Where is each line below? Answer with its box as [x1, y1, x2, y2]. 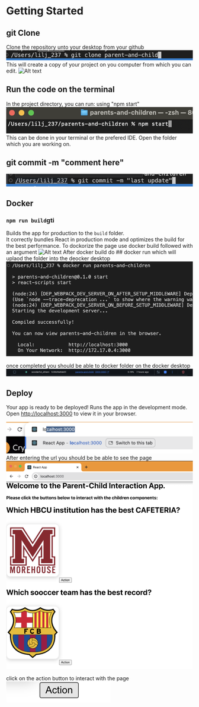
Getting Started [6, 4, 84, 18]
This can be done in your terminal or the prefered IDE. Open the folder [6, 134, 177, 141]
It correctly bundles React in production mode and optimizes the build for [6, 236, 185, 243]
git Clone [6, 28, 40, 38]
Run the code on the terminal [6, 84, 115, 94]
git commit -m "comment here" [6, 157, 124, 168]
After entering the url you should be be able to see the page [6, 454, 152, 461]
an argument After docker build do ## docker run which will [6, 248, 176, 255]
